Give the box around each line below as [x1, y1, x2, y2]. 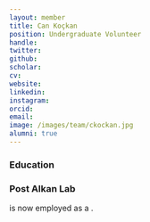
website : [9, 79, 42, 88]
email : [9, 112, 34, 121]
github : [9, 54, 38, 63]
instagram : [9, 95, 50, 105]
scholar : [9, 63, 42, 72]
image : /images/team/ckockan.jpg [9, 121, 134, 130]
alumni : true [9, 129, 58, 138]
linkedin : [9, 87, 46, 96]
